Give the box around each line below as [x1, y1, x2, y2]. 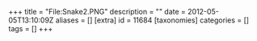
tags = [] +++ [8, 24, 53, 33]
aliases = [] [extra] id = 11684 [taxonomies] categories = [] [55, 15, 249, 25]
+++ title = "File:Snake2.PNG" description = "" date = [8, 7, 186, 16]
